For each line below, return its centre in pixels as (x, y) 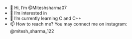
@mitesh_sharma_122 (32, 31)
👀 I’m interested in (28, 13)
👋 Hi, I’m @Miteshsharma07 (38, 8)
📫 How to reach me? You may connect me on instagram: (68, 24)
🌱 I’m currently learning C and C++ (46, 18)
